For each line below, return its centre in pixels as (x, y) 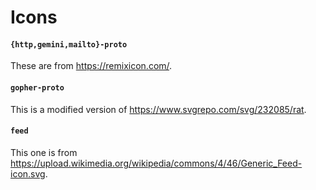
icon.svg (28, 173)
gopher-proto (37, 87)
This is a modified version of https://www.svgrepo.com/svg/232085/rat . (158, 109)
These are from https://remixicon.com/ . (91, 66)
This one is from (44, 152)
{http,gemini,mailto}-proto (69, 44)
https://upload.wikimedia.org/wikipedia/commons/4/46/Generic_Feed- (156, 163)
